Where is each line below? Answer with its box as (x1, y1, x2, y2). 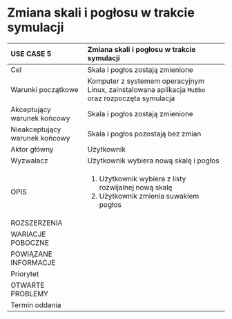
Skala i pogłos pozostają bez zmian (87, 129, 202, 138)
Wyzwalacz (10, 156, 48, 165)
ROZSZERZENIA (10, 218, 63, 228)
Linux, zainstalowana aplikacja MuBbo (87, 84, 206, 94)
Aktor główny (10, 144, 54, 154)
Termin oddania (10, 300, 61, 309)
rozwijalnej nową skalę (99, 182, 173, 192)
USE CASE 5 (10, 48, 52, 58)
